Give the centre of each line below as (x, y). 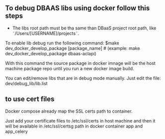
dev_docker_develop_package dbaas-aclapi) (51, 53)
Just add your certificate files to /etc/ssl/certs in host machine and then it (80, 121)
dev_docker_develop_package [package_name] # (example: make (73, 48)
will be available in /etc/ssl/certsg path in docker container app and (74, 126)
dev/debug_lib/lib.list (27, 83)
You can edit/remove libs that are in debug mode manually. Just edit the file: (83, 78)
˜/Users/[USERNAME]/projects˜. (46, 33)
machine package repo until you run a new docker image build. (70, 68)
